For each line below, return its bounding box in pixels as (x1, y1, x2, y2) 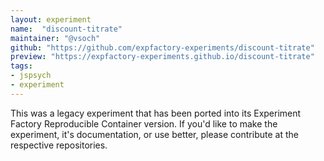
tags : (10, 61, 33, 71)
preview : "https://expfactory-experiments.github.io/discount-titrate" (10, 52, 315, 62)
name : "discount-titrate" (10, 24, 123, 34)
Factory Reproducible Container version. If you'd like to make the (10, 117, 278, 130)
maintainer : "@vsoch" (10, 33, 101, 43)
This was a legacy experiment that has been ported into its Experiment (10, 107, 302, 119)
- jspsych (10, 71, 52, 81)
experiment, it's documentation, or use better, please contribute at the (10, 128, 299, 140)
